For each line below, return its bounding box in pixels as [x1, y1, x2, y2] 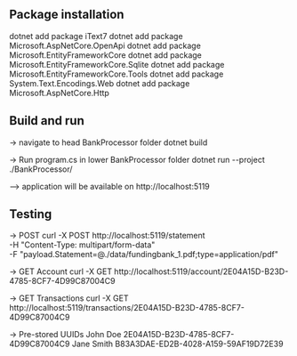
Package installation [9, 7, 124, 22]
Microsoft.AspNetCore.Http [9, 87, 109, 98]
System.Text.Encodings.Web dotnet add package [9, 77, 190, 88]
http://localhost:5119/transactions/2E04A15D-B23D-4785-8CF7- [9, 303, 245, 313]
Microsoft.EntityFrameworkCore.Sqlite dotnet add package [9, 59, 225, 69]
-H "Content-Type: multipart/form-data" [9, 239, 156, 250]
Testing [9, 206, 52, 222]
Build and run [9, 113, 84, 128]
